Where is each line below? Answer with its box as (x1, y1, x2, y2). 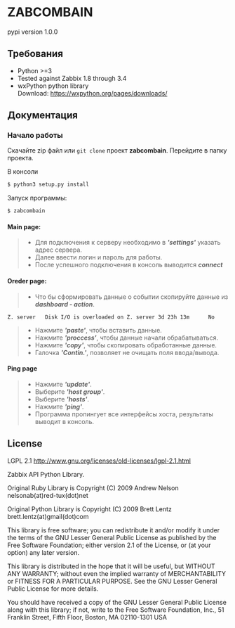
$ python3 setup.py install (7, 181, 90, 188)
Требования (7, 48, 63, 60)
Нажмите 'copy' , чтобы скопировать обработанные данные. (34, 340, 217, 349)
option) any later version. (7, 548, 79, 556)
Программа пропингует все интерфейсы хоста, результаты (34, 409, 214, 418)
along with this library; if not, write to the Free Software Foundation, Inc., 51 (7, 605, 224, 614)
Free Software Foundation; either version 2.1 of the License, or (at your (7, 541, 211, 549)
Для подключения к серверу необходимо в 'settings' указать (34, 238, 221, 247)
